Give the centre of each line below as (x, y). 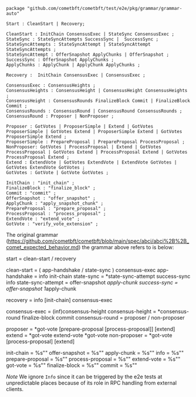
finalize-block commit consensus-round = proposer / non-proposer (103, 318)
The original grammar (32, 235)
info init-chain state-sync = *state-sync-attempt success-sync (115, 276)
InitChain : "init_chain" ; (40, 183)
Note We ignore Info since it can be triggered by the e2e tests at (84, 376)
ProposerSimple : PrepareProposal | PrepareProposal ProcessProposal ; (95, 142)
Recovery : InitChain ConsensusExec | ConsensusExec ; (76, 75)
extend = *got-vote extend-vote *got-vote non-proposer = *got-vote (89, 335)
